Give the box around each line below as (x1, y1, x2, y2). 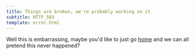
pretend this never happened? (6, 42, 81, 49)
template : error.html (6, 20, 60, 25)
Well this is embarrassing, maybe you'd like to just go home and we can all (6, 36, 189, 43)
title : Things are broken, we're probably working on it (6, 8, 151, 15)
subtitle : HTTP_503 (6, 14, 55, 20)
